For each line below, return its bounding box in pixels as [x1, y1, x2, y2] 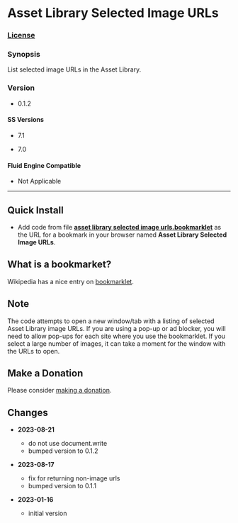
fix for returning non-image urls [28, 474, 120, 483]
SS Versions [7, 116, 45, 124]
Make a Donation [7, 367, 84, 379]
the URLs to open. [7, 347, 60, 355]
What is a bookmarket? [7, 259, 112, 271]
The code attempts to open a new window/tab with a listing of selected [7, 317, 215, 325]
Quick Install [7, 204, 64, 216]
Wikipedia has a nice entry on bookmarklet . [7, 277, 135, 286]
